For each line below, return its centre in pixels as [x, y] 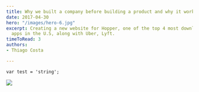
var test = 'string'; [33, 72]
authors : [17, 45]
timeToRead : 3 [24, 39]
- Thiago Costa [25, 50]
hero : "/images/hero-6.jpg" [41, 23]
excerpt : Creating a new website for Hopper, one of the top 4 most [92, 28]
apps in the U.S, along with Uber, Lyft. [63, 34]
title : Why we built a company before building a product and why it [94, 12]
